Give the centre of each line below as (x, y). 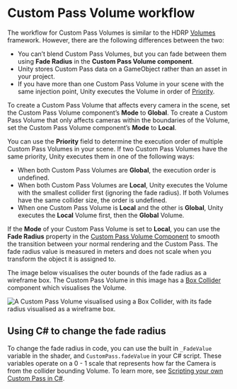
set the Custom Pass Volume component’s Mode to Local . (92, 127)
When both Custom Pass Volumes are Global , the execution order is (117, 170)
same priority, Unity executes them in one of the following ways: (101, 156)
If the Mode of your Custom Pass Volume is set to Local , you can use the (114, 228)
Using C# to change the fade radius (87, 331)
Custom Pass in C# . (36, 378)
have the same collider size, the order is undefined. (92, 200)
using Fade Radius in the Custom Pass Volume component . (105, 61)
